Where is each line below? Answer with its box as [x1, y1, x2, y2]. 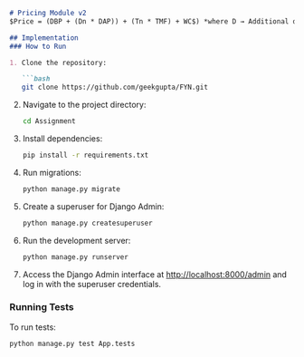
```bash [21, 74, 51, 83]
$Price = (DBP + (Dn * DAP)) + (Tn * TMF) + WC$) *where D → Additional [9, 16, 290, 26]
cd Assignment [22, 117, 76, 126]
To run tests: [9, 322, 56, 333]
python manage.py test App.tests [9, 339, 136, 348]
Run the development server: [22, 235, 131, 246]
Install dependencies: [22, 133, 103, 144]
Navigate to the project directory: [22, 100, 147, 111]
